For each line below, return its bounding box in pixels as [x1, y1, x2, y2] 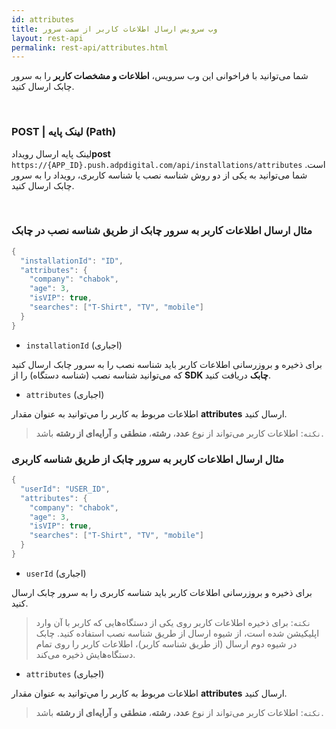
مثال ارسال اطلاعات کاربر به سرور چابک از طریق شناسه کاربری [11, 452, 285, 466]
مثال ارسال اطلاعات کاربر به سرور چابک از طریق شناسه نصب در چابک [11, 224, 313, 238]
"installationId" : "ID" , [20, 256, 124, 266]
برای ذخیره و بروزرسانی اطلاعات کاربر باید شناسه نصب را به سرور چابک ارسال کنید [11, 358, 323, 370]
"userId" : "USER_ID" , [20, 484, 111, 494]
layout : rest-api [11, 33, 84, 43]
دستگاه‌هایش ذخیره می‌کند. [35, 648, 136, 660]
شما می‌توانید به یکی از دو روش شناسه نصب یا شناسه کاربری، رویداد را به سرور [11, 169, 308, 181]
